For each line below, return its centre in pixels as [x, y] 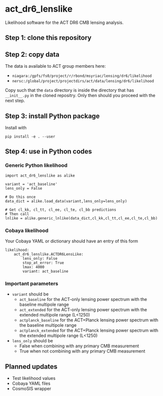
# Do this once [20, 197]
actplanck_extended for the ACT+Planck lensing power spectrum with [89, 331]
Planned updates [31, 366]
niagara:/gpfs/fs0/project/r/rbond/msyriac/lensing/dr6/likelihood [82, 76]
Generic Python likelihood [36, 165]
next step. [15, 100]
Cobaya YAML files [31, 383]
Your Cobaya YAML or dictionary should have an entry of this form [72, 241]
